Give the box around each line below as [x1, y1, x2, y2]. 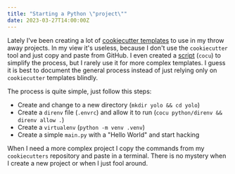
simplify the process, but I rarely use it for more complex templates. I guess [7, 58, 226, 67]
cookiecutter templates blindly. [7, 73, 99, 81]
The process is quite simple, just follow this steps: [7, 87, 152, 95]
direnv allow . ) [17, 115, 65, 123]
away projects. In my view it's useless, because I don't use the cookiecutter [7, 43, 228, 52]
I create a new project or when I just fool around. [7, 159, 148, 167]
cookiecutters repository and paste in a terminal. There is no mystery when [7, 152, 227, 160]
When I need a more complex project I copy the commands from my [7, 144, 205, 152]
